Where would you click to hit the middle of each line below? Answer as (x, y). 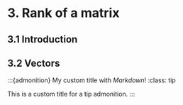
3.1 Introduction (43, 39)
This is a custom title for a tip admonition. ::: (71, 94)
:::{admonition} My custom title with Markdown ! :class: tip (91, 80)
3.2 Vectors (34, 63)
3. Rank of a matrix (63, 13)
